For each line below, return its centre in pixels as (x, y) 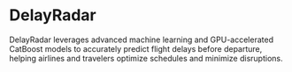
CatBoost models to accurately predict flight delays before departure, (136, 48)
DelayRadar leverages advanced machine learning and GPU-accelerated (142, 40)
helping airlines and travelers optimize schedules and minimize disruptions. (146, 58)
